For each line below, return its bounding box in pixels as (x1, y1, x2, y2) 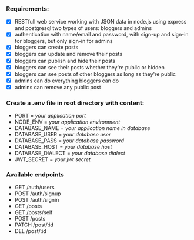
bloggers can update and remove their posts (14, 51, 122, 58)
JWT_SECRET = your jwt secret (14, 156, 91, 163)
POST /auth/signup (14, 190, 61, 197)
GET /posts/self (14, 209, 53, 216)
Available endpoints (6, 171, 65, 179)
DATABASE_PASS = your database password (14, 137, 125, 144)
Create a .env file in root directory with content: (6, 99, 145, 107)
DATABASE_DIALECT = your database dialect (14, 149, 125, 157)
